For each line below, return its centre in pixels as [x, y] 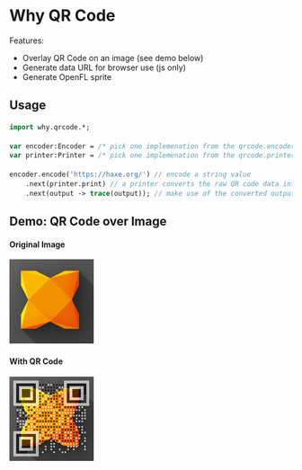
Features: [27, 40]
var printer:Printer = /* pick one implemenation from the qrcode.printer [152, 155]
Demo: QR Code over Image [88, 222]
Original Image [37, 244]
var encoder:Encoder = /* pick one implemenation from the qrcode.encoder [152, 146]
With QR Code [36, 361]
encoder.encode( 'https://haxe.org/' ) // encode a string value [130, 175]
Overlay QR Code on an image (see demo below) [113, 58]
